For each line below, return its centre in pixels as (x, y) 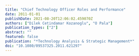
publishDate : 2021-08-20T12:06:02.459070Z (49, 19)
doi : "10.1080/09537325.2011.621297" (44, 46)
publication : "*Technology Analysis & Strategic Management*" (70, 41)
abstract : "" (18, 32)
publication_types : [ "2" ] (31, 28)
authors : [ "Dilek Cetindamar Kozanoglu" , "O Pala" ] (59, 23)
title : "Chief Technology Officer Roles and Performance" (65, 9)
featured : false (22, 37)
